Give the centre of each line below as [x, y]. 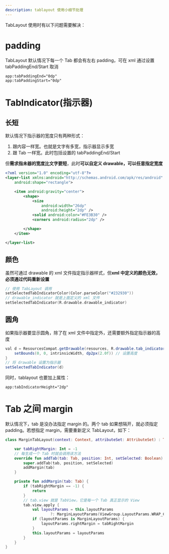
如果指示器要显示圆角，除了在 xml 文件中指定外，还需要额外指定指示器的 [81, 333]
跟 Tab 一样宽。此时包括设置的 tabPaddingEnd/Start [66, 153]
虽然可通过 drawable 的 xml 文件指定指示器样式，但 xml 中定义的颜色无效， [83, 272]
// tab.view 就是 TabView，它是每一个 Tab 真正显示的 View [81, 500]
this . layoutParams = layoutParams [68, 533]
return [39, 491]
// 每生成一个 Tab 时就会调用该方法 [48, 454]
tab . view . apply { [41, 505]
